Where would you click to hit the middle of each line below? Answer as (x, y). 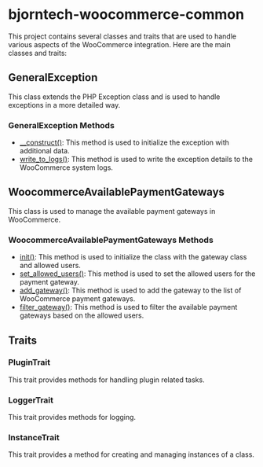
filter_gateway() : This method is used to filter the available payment (128, 307)
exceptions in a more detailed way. (64, 105)
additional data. (44, 151)
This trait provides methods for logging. (72, 417)
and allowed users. (50, 266)
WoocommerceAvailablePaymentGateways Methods (111, 240)
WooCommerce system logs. (66, 167)
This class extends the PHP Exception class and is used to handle (114, 97)
